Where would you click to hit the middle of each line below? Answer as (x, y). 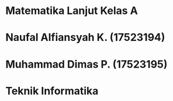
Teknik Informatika (52, 91)
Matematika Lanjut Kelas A (72, 11)
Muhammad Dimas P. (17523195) (86, 64)
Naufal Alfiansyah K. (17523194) (85, 38)
